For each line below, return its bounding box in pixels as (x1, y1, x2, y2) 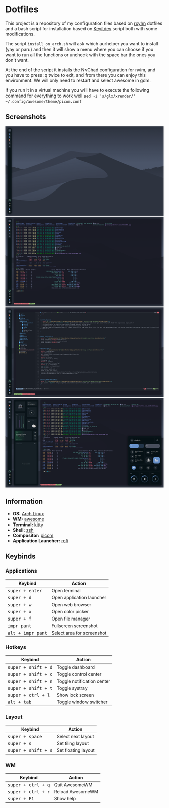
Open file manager (51, 615, 91, 622)
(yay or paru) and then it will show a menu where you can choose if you (5, 46, 154, 52)
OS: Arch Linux (12, 510, 44, 516)
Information (5, 497, 43, 506)
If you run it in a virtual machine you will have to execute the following (5, 87, 150, 93)
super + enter (7, 588, 42, 593)
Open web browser (51, 601, 92, 607)
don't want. (5, 57, 29, 63)
